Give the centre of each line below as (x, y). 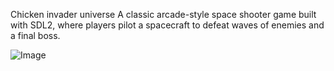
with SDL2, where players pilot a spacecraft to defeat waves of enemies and (167, 25)
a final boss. (35, 35)
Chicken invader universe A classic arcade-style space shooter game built (163, 14)
